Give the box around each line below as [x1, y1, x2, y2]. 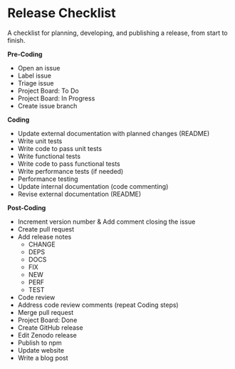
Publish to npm [17, 338, 62, 347]
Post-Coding [7, 203, 46, 212]
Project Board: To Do [17, 86, 80, 95]
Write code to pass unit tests [17, 144, 102, 152]
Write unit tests [17, 137, 63, 145]
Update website [17, 345, 65, 354]
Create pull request [17, 224, 75, 233]
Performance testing [17, 175, 78, 183]
